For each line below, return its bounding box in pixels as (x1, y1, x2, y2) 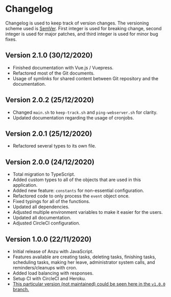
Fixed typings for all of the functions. (12, 199, 90, 205)
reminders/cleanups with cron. (12, 265, 78, 270)
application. (12, 182, 38, 188)
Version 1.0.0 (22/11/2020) (5, 235, 92, 243)
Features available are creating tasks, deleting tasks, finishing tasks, (12, 254, 157, 260)
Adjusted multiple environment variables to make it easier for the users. (12, 209, 163, 215)
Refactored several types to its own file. (12, 143, 96, 149)
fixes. (5, 36, 17, 42)
